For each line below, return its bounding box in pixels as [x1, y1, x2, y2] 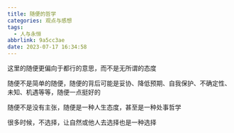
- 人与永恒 [13, 30, 42, 38]
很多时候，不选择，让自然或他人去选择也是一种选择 [7, 118, 157, 127]
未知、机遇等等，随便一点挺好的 [7, 88, 101, 96]
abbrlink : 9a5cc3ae [7, 37, 65, 44]
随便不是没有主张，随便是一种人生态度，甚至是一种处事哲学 [7, 103, 182, 111]
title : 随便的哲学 [7, 10, 57, 18]
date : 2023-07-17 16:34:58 [7, 43, 87, 50]
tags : [7, 23, 23, 31]
